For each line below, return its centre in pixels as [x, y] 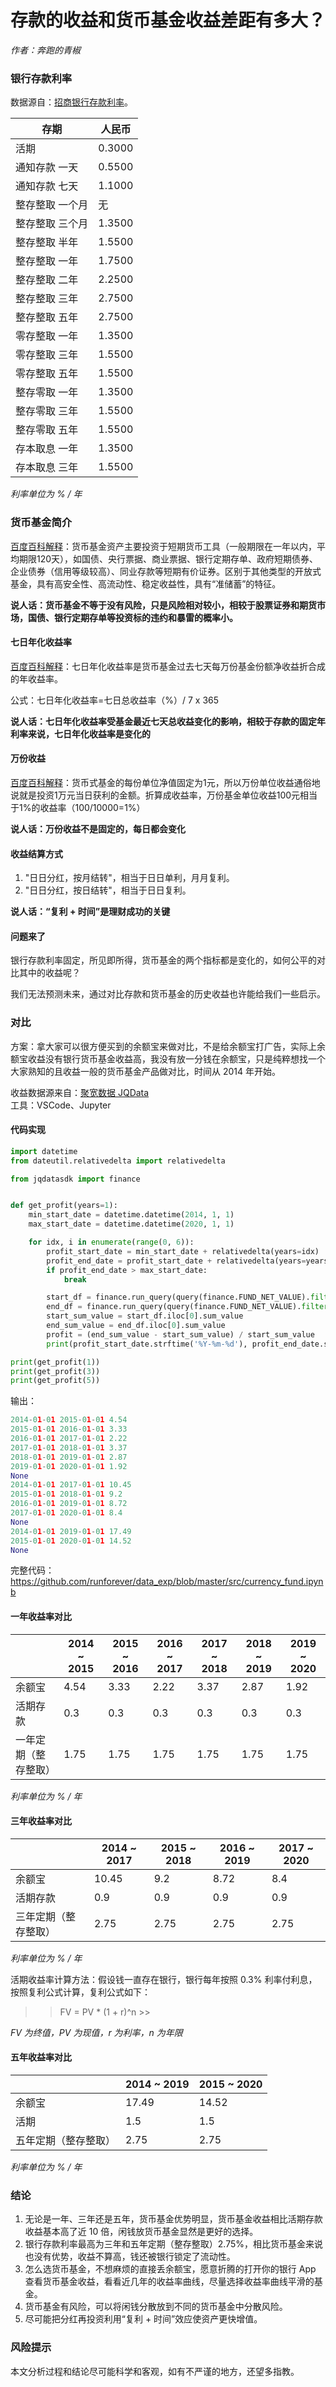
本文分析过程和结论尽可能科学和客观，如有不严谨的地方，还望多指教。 [155, 2371]
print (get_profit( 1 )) [55, 1362]
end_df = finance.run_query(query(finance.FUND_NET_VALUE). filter [187, 1307]
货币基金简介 [41, 523]
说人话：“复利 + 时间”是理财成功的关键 [90, 912]
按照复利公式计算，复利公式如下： [80, 1992]
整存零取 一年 [47, 393]
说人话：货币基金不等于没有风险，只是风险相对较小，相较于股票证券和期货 [163, 605]
